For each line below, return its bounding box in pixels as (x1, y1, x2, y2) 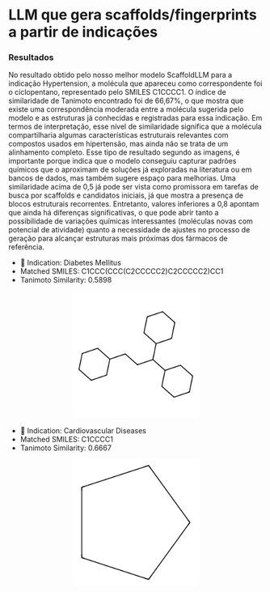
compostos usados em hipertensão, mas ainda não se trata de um (8, 139, 229, 149)
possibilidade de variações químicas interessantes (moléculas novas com (8, 216, 253, 226)
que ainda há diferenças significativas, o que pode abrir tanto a (8, 208, 219, 218)
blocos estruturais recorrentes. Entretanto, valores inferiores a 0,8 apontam (8, 199, 259, 209)
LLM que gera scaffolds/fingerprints (8, 6, 257, 24)
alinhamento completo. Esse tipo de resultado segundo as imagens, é (8, 147, 240, 157)
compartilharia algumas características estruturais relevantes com (8, 130, 229, 140)
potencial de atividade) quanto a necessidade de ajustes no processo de (8, 225, 251, 235)
